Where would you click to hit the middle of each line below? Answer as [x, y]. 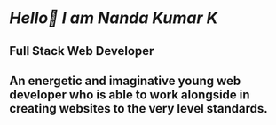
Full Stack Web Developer [82, 51]
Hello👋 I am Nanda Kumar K [114, 18]
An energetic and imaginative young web [125, 80]
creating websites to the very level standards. [138, 109]
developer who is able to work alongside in [130, 94]
